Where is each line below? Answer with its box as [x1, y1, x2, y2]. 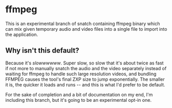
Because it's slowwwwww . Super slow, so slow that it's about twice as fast [5, 60, 164, 66]
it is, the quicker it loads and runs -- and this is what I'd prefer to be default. [5, 81, 165, 88]
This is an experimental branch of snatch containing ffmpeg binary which [5, 20, 160, 27]
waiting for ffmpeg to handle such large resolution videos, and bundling [5, 71, 157, 77]
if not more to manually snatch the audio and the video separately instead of [5, 65, 167, 71]
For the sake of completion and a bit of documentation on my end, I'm [5, 91, 153, 98]
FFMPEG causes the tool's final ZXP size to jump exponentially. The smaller [5, 76, 165, 82]
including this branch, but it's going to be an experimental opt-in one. [5, 97, 152, 103]
